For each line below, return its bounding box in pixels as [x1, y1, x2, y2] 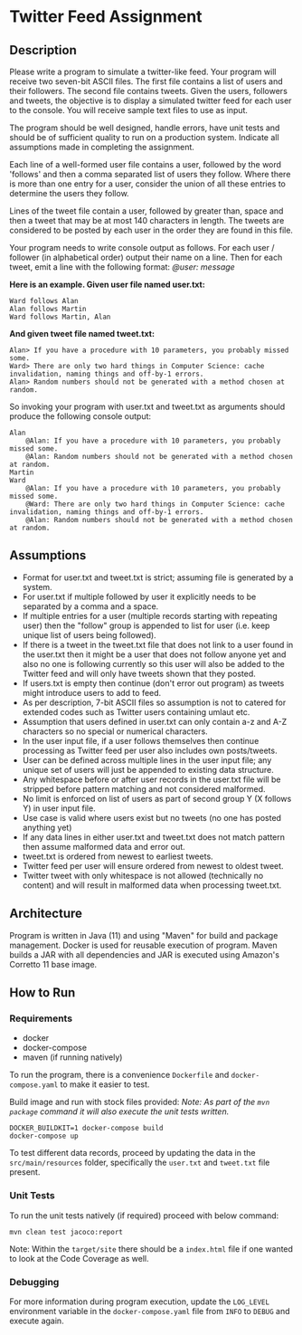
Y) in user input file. [22, 803, 97, 814]
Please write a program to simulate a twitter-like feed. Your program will [9, 66, 277, 77]
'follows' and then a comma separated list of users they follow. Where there [9, 169, 291, 179]
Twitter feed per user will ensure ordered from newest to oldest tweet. [22, 860, 284, 871]
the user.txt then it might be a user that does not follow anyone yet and [22, 649, 287, 660]
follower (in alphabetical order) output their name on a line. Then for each [9, 252, 283, 262]
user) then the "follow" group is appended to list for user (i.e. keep [22, 620, 270, 631]
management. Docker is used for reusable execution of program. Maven [9, 939, 278, 950]
